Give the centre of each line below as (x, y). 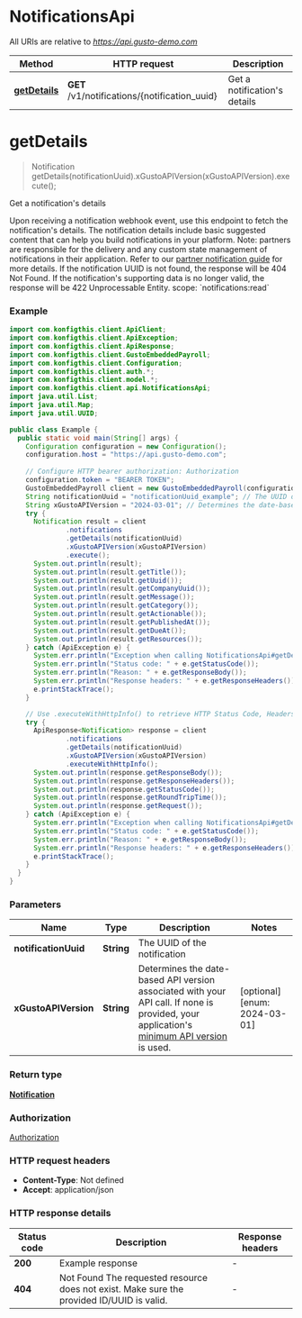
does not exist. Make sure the (122, 1288)
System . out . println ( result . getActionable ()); (120, 614)
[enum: (255, 1003)
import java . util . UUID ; (54, 413)
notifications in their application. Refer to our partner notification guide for (146, 259)
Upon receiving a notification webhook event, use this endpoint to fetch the (149, 220)
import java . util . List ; (54, 397)
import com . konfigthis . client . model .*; (84, 380)
